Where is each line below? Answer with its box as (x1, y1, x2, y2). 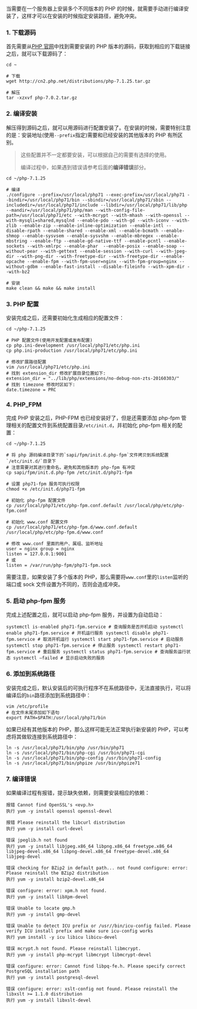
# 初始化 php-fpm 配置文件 (6, 498, 66, 504)
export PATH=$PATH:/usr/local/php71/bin (6, 715, 107, 721)
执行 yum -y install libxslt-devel (6, 997, 91, 1004)
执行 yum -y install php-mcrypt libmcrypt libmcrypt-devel (6, 952, 152, 958)
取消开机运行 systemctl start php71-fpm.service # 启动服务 (43, 637, 184, 643)
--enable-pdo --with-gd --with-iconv (77, 218, 169, 223)
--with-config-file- (95, 207, 145, 213)
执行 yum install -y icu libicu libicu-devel (6, 935, 117, 940)
